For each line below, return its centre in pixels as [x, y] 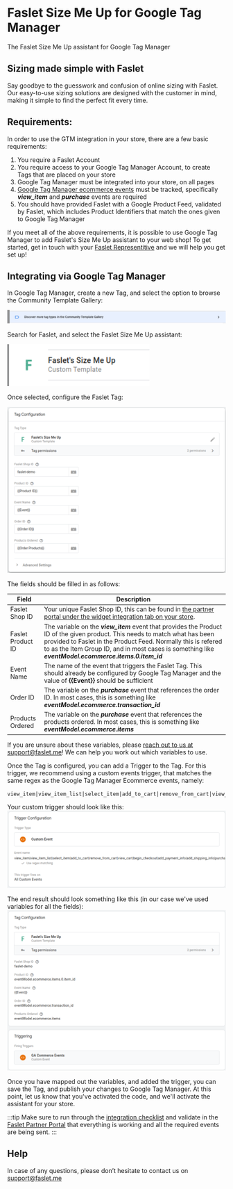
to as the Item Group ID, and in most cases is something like [129, 649]
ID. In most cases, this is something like [100, 697]
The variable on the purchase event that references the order [132, 690]
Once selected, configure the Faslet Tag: [65, 397]
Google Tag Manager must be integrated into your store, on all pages [116, 181]
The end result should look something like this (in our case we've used [108, 899]
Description [133, 599]
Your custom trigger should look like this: [66, 807]
